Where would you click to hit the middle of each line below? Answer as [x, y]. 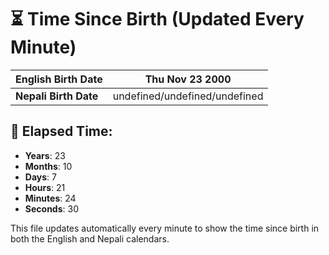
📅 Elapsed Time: [61, 131]
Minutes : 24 [50, 198]
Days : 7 [40, 177]
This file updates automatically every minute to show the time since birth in [165, 228]
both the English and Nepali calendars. [90, 238]
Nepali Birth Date [57, 96]
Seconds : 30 [51, 208]
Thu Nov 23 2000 [188, 79]
